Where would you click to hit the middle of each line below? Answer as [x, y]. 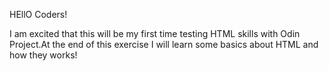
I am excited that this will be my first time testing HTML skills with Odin [155, 33]
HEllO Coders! [38, 14]
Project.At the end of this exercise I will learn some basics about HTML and [164, 44]
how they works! [43, 55]
